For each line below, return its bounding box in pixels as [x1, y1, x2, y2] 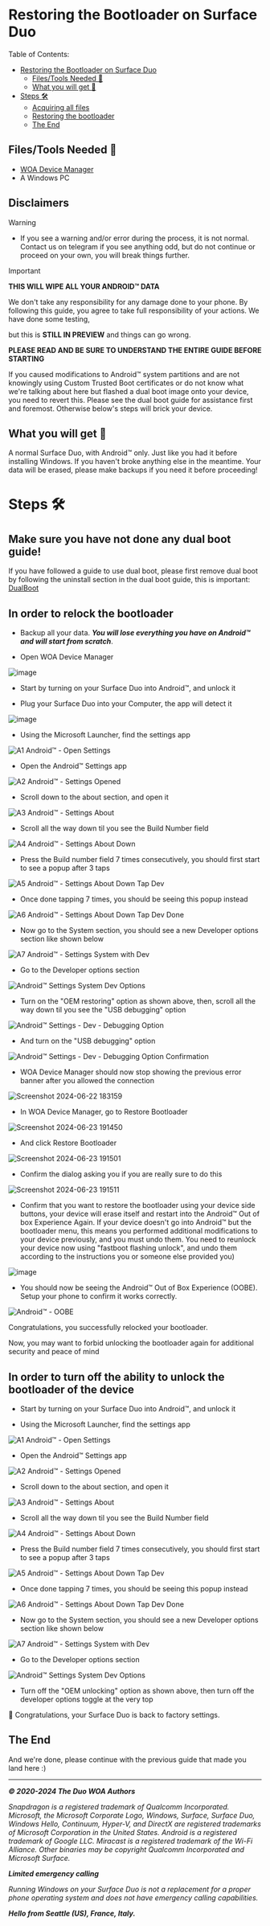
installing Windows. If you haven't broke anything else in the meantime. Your [8, 457, 261, 466]
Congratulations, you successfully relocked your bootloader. [8, 1323, 209, 1333]
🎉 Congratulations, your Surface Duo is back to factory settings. [8, 1710, 220, 1719]
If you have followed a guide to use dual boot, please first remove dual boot [8, 566, 259, 576]
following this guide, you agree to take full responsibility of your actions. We [8, 306, 260, 315]
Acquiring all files [31, 102, 90, 112]
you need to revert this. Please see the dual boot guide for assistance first [8, 395, 253, 405]
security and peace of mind [8, 1347, 100, 1357]
